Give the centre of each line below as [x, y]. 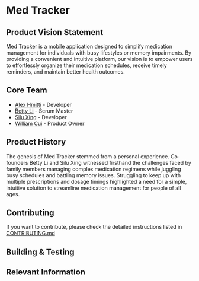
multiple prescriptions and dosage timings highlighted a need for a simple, [97, 181]
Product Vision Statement [55, 32]
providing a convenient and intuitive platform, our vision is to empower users [99, 59]
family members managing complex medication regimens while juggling [94, 169]
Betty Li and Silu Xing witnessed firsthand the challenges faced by [110, 162]
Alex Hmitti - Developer [43, 104]
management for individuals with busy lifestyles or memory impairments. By [99, 53]
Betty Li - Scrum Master [44, 111]
